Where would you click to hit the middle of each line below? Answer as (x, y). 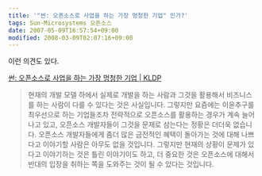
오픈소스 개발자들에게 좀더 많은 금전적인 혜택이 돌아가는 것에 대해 (139, 135)
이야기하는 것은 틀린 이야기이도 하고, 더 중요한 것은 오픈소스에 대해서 (148, 155)
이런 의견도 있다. (34, 61)
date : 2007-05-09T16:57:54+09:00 (64, 30)
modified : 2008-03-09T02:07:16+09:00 (71, 38)
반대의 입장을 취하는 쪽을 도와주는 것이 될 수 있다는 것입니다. (121, 164)
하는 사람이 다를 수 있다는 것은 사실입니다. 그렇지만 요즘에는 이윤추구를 (145, 105)
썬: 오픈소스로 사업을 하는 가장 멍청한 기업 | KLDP (85, 78)
